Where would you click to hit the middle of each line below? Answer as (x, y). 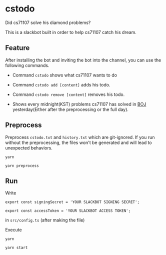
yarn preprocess (22, 165)
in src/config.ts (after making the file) (45, 220)
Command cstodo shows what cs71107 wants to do (65, 75)
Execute (13, 230)
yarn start (16, 248)
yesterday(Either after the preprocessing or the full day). (70, 109)
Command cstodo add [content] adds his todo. (61, 84)
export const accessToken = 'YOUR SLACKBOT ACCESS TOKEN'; (68, 211)
